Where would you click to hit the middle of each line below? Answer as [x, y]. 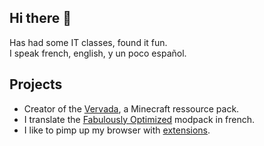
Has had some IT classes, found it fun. [88, 42]
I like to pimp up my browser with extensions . [117, 130]
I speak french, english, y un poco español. [98, 53]
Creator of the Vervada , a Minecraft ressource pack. [131, 108]
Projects [36, 84]
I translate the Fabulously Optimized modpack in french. [139, 119]
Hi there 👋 [40, 18]
